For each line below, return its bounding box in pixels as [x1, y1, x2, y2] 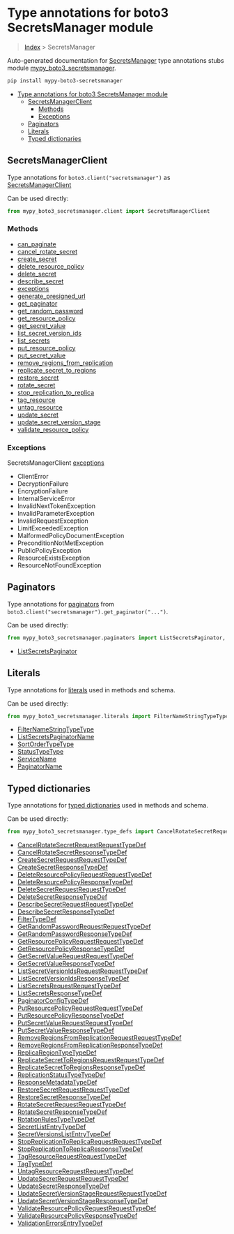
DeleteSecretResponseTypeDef [17, 893, 108, 901]
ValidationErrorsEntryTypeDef [17, 1219, 103, 1228]
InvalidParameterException [17, 510, 95, 518]
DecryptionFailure [17, 480, 69, 488]
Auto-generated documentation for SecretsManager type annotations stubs [7, 56, 224, 64]
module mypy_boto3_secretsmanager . [7, 64, 116, 72]
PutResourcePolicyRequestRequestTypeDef [17, 1004, 143, 1013]
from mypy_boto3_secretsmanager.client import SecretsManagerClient [7, 207, 210, 214]
